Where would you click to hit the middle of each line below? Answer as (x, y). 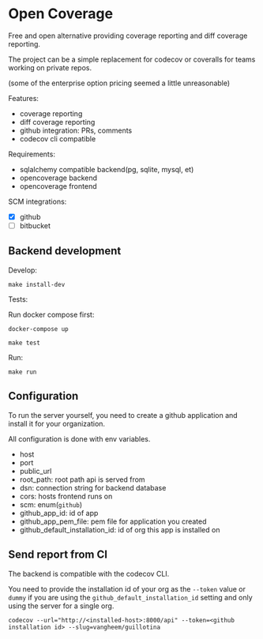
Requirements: (32, 154)
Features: (24, 98)
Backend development (65, 251)
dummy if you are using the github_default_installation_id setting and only (130, 597)
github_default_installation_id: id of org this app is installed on (120, 529)
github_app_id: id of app (59, 513)
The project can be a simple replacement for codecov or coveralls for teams (132, 59)
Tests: (18, 299)
